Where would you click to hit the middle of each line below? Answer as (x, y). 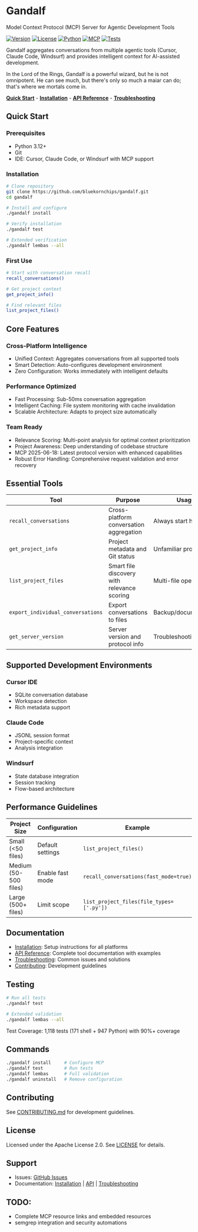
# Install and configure (37, 208)
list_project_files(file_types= (128, 901)
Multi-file (166, 581)
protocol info (126, 644)
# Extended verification (37, 240)
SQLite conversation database (51, 695)
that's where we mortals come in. (47, 86)
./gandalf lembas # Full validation (58, 1074)
